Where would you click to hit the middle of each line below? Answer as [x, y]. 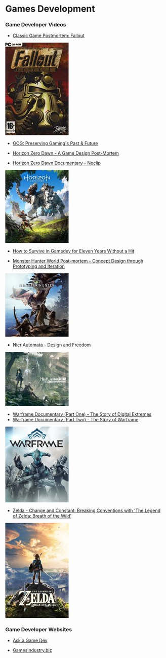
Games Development [50, 9]
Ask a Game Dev [30, 641]
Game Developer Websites [39, 629]
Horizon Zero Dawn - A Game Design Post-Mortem [66, 153]
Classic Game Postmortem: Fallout [49, 35]
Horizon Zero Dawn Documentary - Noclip [57, 163]
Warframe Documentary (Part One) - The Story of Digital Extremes [82, 414]
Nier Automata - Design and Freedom [52, 345]
